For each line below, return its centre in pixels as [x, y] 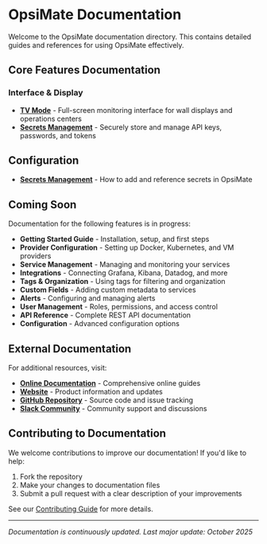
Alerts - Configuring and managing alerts [87, 298]
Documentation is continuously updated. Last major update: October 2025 [130, 531]
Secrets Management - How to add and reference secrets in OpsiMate [136, 180]
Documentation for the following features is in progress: [99, 223]
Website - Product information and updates [91, 392]
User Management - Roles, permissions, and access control [119, 307]
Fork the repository [51, 476]
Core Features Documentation [85, 70]
